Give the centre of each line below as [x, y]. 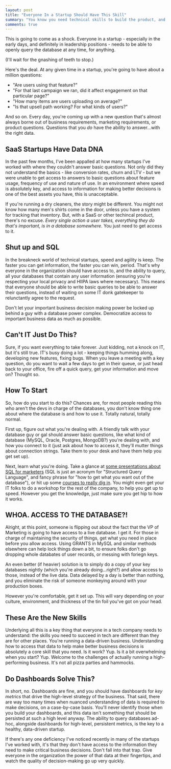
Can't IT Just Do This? [41, 335]
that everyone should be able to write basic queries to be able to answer [81, 287]
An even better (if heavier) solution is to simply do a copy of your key [78, 565]
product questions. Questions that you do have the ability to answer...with [83, 128]
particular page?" [31, 96]
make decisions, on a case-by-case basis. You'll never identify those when [84, 707]
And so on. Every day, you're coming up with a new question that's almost [83, 117]
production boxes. [24, 586]
